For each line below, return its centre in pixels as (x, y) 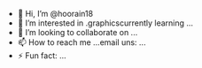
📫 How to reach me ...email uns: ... (82, 42)
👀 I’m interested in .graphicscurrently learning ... (105, 23)
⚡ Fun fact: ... (42, 56)
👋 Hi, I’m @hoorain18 (55, 14)
